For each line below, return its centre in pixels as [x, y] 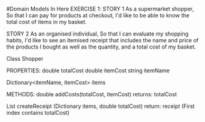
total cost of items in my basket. [47, 22]
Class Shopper [25, 59]
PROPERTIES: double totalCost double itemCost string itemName [88, 71]
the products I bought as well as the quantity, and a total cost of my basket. [101, 47]
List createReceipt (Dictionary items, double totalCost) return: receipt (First [100, 106]
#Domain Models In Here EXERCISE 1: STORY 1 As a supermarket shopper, [100, 9]
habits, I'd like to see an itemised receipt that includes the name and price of [102, 40]
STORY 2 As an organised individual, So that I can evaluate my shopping [97, 34]
